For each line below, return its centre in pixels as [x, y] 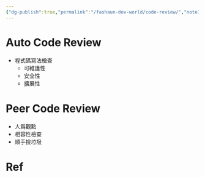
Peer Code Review [53, 108]
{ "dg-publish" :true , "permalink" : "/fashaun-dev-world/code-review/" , [95, 12]
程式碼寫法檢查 [33, 60]
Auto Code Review [54, 42]
